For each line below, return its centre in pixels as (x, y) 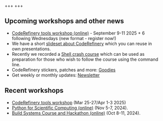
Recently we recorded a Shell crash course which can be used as (78, 54)
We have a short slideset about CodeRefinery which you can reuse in (82, 43)
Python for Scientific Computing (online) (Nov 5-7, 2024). (70, 108)
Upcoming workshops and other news (64, 21)
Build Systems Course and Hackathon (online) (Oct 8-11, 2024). (76, 113)
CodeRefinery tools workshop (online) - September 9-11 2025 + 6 (78, 33)
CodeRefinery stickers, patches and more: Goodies (64, 70)
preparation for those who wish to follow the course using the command (85, 59)
